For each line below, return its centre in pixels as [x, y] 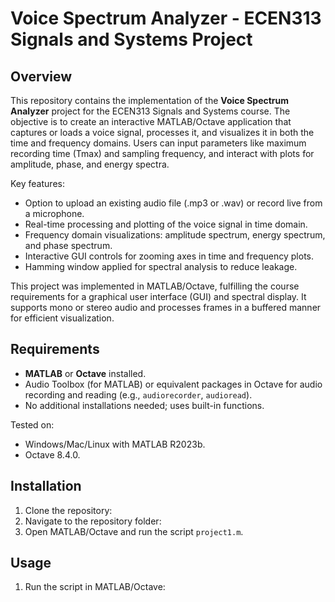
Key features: [37, 183]
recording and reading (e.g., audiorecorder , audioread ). [138, 394]
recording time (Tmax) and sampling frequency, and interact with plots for [162, 153]
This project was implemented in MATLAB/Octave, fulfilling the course [155, 286]
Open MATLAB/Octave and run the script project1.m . [134, 531]
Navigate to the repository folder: [93, 521]
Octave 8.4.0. [52, 454]
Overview [41, 76]
